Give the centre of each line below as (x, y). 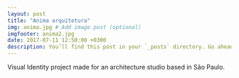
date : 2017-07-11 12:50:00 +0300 (57, 40)
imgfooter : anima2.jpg (41, 34)
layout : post (27, 14)
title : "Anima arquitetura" (49, 21)
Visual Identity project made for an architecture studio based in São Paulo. (116, 67)
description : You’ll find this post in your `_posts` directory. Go (111, 47)
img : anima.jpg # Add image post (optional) (74, 27)
